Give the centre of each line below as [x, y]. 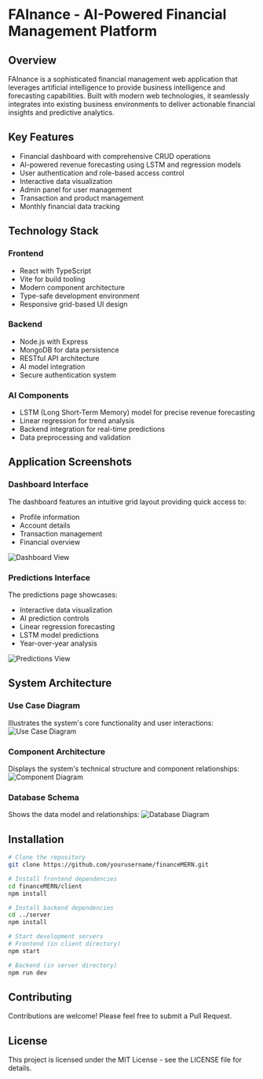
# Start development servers [56, 937]
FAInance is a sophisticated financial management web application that [123, 79]
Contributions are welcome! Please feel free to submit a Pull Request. [120, 1016]
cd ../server [29, 915]
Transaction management [61, 533]
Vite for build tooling [52, 279]
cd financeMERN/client [45, 886]
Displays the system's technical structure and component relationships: [124, 769]
